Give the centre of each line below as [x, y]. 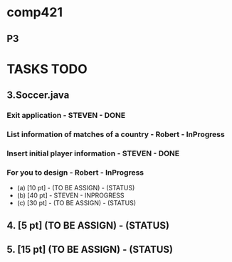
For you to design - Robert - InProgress [75, 173]
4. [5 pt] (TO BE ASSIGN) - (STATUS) [88, 225]
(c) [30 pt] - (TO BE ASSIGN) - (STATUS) [77, 203]
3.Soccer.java [38, 95]
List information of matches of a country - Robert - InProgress [116, 134]
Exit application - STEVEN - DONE [66, 116]
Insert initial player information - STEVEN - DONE [93, 153]
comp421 [35, 12]
